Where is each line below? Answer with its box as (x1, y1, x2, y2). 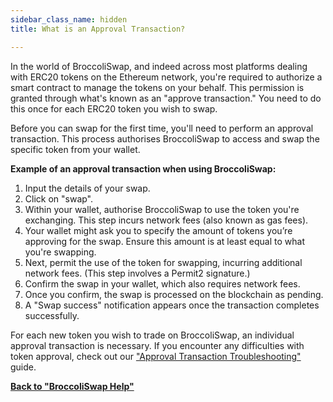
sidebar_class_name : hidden (10, 14, 128, 25)
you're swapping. (24, 246, 97, 258)
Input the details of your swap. (24, 182, 151, 194)
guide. (10, 361, 37, 373)
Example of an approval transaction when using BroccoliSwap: (10, 162, 277, 175)
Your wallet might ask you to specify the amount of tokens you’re (24, 224, 293, 236)
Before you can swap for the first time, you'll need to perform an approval (10, 122, 314, 134)
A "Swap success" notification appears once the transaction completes (24, 299, 320, 311)
